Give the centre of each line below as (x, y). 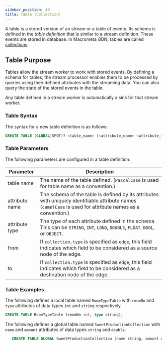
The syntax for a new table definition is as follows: (56, 126)
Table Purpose (28, 60)
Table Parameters (27, 148)
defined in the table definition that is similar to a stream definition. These (79, 34)
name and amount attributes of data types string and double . (66, 330)
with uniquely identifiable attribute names (88, 201)
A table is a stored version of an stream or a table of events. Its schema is (80, 28)
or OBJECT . (51, 233)
